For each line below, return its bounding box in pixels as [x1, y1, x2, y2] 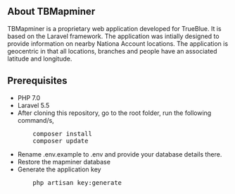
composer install [32, 130, 93, 138]
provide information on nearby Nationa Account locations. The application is [7, 39, 229, 48]
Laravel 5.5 [17, 101, 50, 109]
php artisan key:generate [32, 178, 122, 186]
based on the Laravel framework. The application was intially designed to [7, 32, 220, 40]
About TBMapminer [7, 6, 96, 18]
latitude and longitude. [7, 54, 72, 63]
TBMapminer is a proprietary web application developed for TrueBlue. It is [7, 24, 222, 32]
